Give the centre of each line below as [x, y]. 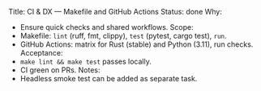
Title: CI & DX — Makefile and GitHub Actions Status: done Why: [116, 12]
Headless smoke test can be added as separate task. [109, 79]
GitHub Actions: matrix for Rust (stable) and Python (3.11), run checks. [137, 44]
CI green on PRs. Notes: [60, 70]
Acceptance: [41, 53]
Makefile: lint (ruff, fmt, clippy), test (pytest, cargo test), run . [123, 36]
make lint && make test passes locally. [86, 61]
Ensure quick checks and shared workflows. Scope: [107, 27]
